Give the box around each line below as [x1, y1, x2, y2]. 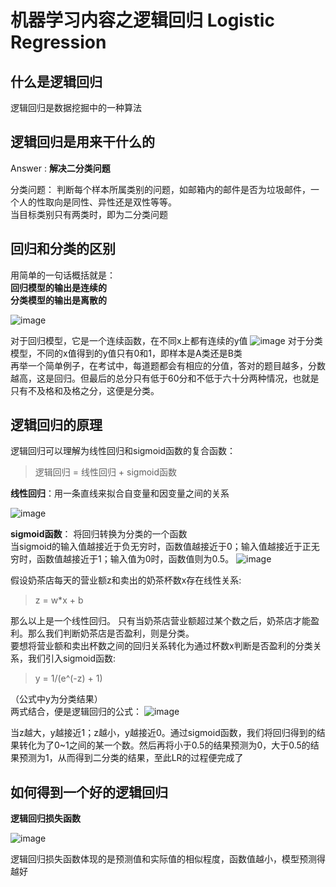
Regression [10, 31, 107, 54]
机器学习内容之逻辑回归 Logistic [10, 9, 275, 32]
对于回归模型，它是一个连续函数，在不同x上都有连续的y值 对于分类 [10, 334, 323, 346]
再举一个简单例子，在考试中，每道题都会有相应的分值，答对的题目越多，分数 [10, 359, 326, 371]
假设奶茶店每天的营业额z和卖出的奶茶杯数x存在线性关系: [10, 574, 242, 586]
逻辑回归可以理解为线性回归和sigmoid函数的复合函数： [10, 445, 236, 457]
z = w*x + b [34, 594, 84, 606]
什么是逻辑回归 [10, 73, 103, 90]
